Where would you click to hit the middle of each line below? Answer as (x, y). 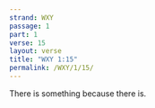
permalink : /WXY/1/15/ (52, 68)
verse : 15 (28, 43)
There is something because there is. (78, 93)
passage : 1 (30, 26)
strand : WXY (31, 18)
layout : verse (36, 51)
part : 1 (24, 34)
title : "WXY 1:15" (43, 59)
